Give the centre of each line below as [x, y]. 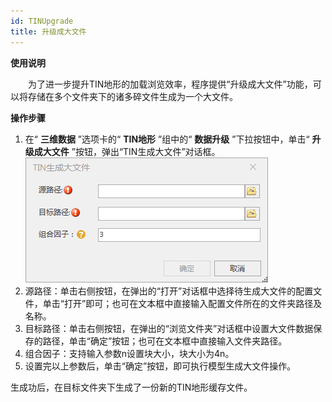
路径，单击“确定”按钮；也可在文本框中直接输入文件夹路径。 [165, 341]
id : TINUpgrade [42, 21]
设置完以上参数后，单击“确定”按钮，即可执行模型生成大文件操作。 [160, 366]
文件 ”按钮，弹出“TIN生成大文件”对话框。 [136, 151]
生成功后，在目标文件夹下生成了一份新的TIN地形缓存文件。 [131, 387]
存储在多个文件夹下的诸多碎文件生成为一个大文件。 [132, 96]
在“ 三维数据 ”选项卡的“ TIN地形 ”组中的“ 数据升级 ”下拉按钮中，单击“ [167, 139]
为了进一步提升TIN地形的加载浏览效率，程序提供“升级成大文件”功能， [170, 84]
